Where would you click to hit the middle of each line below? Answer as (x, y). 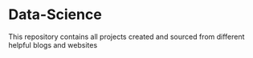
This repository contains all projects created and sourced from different (126, 37)
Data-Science (55, 15)
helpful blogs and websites (53, 44)
